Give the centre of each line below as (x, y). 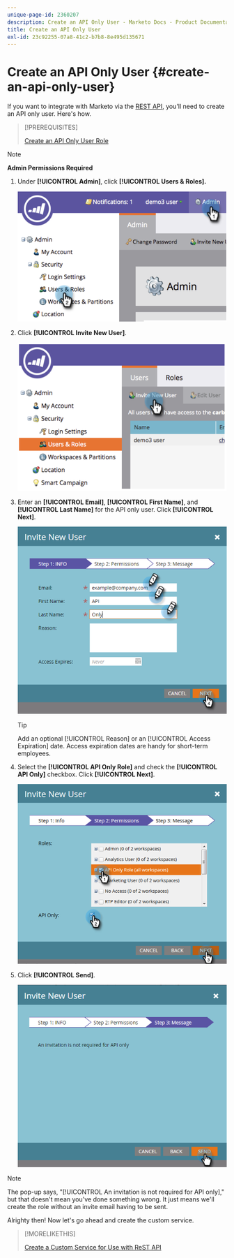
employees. (34, 753)
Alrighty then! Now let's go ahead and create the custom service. (101, 1220)
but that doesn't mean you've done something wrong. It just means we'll (111, 1199)
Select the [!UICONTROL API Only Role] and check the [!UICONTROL (117, 767)
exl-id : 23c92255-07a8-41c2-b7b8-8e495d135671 (76, 37)
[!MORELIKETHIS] (50, 1234)
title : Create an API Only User (54, 29)
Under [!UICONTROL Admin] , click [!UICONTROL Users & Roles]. (112, 182)
